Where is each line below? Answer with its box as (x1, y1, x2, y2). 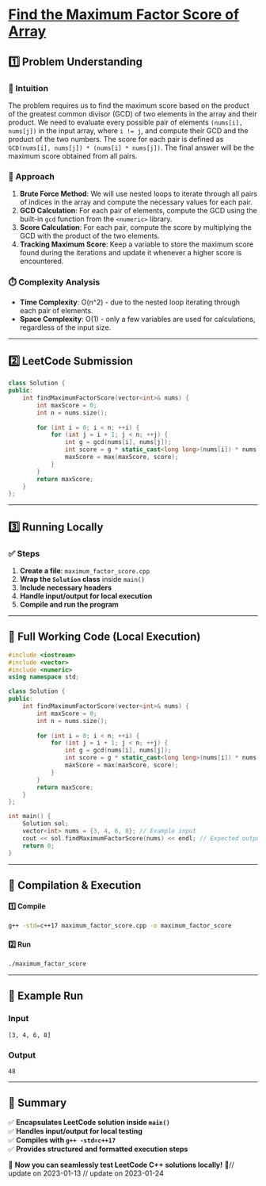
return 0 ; (22, 842, 55, 850)
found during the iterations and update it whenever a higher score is (19, 248, 242, 258)
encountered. (19, 256, 64, 266)
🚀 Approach (8, 170, 55, 182)
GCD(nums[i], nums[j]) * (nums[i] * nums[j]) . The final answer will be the (8, 143, 255, 152)
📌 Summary (8, 1096, 67, 1110)
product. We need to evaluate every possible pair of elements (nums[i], (8, 117, 243, 127)
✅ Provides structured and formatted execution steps (8, 1144, 188, 1153)
